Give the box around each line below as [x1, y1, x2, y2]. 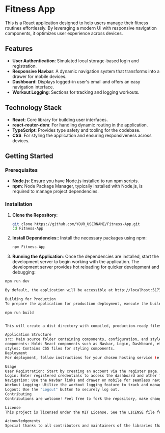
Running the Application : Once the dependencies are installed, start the [12, 253, 159, 260]
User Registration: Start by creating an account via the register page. [5, 369, 160, 374]
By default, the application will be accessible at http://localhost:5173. [5, 288, 164, 293]
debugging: [12, 269, 36, 275]
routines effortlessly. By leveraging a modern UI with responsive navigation [5, 25, 157, 31]
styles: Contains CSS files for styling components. [5, 346, 115, 351]
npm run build [5, 310, 34, 315]
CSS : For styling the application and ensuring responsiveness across [12, 132, 152, 138]
